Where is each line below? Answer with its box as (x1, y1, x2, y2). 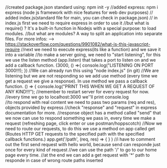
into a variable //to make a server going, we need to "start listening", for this (5, 52, 161, 58)
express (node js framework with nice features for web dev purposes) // (5, 9, 153, 15)
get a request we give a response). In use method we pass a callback (5, 78, 148, 84)
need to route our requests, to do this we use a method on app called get (5, 126, 156, 131)
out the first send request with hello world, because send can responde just (5, 142, 161, 147)
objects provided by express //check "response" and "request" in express (5, 104, 157, 110)
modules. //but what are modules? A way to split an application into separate (5, 31, 163, 36)
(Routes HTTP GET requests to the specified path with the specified (5, 131, 145, 137)
